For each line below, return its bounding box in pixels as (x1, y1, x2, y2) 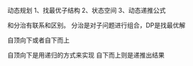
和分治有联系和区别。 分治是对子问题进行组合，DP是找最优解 (7, 21, 186, 29)
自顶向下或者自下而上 (7, 36, 70, 44)
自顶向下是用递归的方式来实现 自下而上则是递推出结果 (7, 51, 165, 59)
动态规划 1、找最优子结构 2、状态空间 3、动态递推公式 (7, 6, 166, 14)
